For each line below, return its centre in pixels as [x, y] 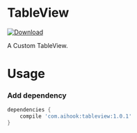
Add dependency [37, 95]
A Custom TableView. [38, 45]
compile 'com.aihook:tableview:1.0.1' [76, 116]
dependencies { [29, 110]
